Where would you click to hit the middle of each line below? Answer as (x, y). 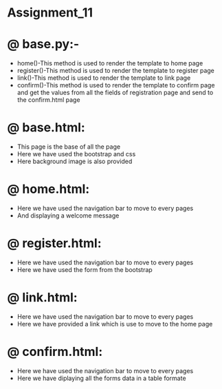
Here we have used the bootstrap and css (76, 154)
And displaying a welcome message (68, 215)
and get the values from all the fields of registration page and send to (115, 93)
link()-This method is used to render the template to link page (104, 78)
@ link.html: (42, 298)
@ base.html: (46, 128)
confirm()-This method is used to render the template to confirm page (116, 85)
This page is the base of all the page (69, 147)
